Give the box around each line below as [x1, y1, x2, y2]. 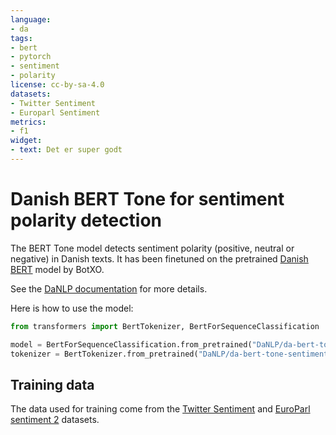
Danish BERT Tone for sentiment [10, 188, 285, 211]
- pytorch [10, 52, 52, 62]
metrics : [10, 117, 47, 127]
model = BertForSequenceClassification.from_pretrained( [10, 339, 253, 350]
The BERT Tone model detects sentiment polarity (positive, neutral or [10, 242, 295, 254]
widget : [10, 136, 43, 146]
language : [10, 14, 52, 25]
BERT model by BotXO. [10, 263, 105, 275]
